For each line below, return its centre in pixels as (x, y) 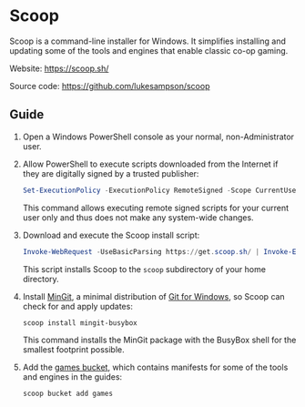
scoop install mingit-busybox (80, 323)
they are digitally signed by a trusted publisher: (111, 173)
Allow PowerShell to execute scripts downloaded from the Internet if (150, 164)
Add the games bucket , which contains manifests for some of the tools (155, 367)
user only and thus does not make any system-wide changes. (138, 217)
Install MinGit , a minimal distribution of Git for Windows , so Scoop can (153, 296)
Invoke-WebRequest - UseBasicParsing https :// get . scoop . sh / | (141, 251)
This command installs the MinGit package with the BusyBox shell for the (159, 340)
